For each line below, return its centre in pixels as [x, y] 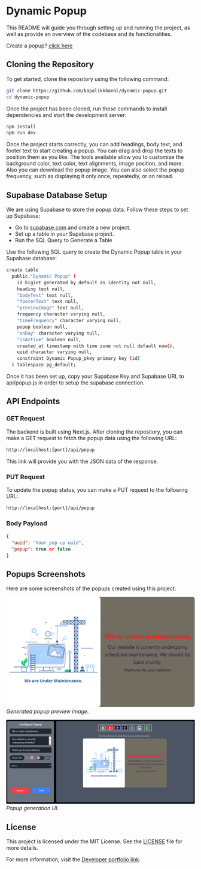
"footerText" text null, [48, 302]
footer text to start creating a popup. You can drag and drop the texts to [95, 151]
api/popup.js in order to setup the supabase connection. [75, 383]
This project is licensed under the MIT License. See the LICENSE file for [95, 841]
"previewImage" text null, [51, 308]
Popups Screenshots [46, 574]
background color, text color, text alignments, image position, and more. [95, 164]
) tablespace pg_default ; [44, 365]
